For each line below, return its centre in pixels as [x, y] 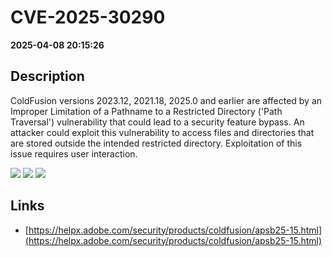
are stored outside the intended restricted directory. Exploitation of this [156, 143]
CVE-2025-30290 [88, 17]
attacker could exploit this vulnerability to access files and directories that [162, 132]
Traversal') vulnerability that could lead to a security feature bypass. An [157, 122]
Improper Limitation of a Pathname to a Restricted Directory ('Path [146, 111]
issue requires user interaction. [74, 153]
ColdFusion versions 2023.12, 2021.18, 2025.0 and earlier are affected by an [166, 100]
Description [47, 76]
